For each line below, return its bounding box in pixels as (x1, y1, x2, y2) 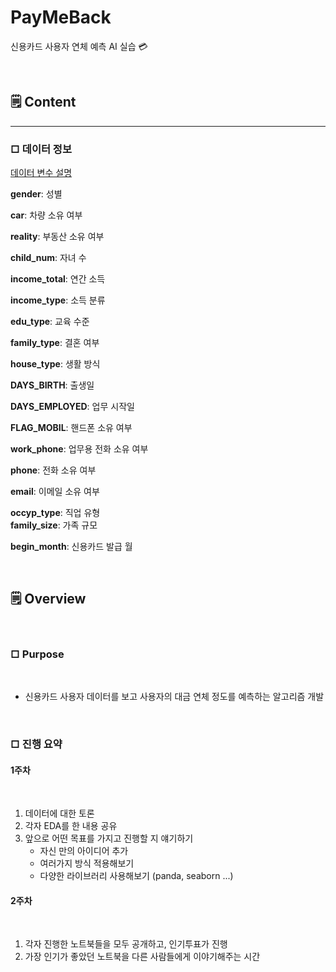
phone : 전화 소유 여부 (10, 464, 97, 476)
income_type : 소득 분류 (10, 294, 106, 306)
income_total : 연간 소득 (10, 273, 106, 285)
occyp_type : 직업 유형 (10, 507, 101, 519)
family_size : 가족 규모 (10, 519, 98, 531)
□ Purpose (10, 647, 65, 661)
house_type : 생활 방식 (10, 358, 101, 370)
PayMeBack (10, 6, 112, 29)
